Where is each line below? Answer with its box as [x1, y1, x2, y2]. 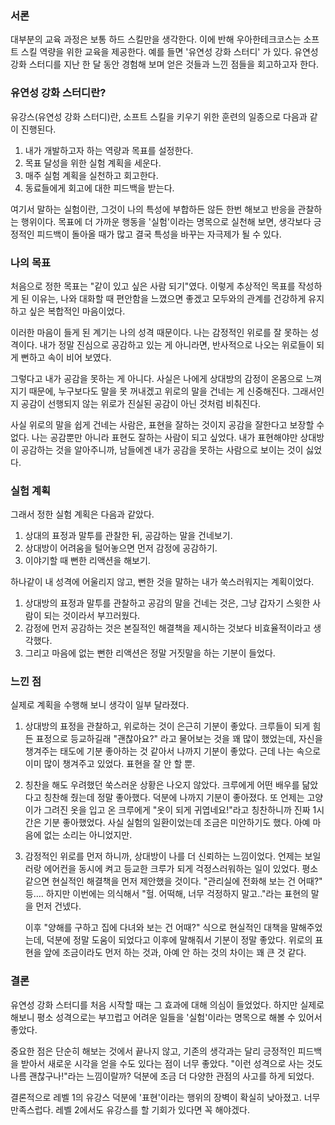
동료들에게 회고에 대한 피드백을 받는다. [24, 182, 175, 194]
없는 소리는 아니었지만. [43, 829, 133, 841]
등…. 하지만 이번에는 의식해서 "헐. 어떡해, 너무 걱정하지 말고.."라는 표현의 [24, 888, 309, 900]
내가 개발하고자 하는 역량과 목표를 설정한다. [24, 144, 194, 156]
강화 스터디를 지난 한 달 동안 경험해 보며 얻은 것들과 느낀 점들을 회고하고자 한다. [10, 58, 320, 71]
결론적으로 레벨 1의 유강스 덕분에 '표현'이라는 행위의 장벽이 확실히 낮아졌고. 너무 [10, 1091, 321, 1103]
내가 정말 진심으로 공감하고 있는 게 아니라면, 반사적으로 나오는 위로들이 [39, 338, 315, 351]
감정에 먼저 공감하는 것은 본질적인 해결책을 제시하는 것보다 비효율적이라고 [24, 622, 312, 634]
